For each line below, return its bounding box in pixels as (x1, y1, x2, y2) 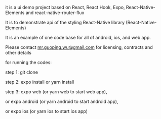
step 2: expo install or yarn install (5, 79, 74, 85)
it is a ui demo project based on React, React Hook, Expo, (5, 5, 125, 10)
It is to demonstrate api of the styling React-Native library (5, 20, 125, 25)
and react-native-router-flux (25, 10, 85, 16)
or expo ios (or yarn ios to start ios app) (5, 108, 88, 114)
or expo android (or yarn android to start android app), (5, 98, 118, 104)
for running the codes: (5, 59, 52, 65)
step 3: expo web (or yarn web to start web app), (5, 89, 107, 95)
